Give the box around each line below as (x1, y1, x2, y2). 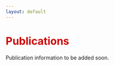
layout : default (5, 8, 46, 15)
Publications (5, 34, 69, 48)
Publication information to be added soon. (5, 54, 109, 61)
